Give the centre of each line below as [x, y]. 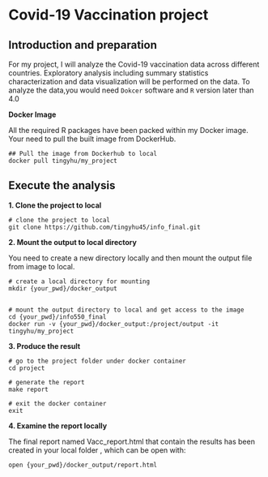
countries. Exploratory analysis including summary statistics [108, 73]
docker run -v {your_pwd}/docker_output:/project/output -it [114, 324]
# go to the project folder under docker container [97, 361]
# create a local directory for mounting [79, 281]
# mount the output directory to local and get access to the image [126, 310]
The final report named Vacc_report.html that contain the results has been [132, 441]
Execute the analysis [62, 185]
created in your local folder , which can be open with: [97, 450]
